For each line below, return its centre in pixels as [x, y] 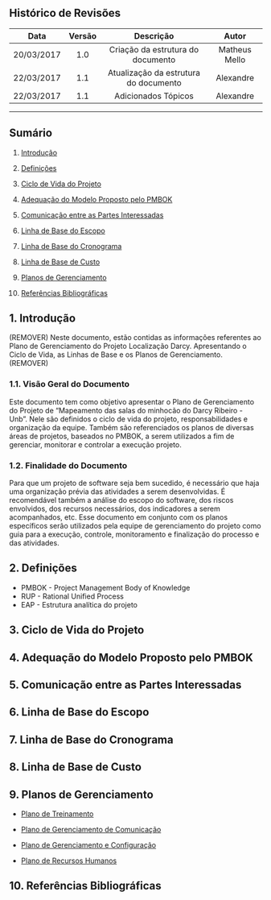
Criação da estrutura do [154, 49]
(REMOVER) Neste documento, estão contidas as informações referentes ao [135, 338]
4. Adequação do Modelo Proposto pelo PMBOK [131, 657]
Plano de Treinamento [57, 814]
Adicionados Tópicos [154, 96]
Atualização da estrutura [154, 73]
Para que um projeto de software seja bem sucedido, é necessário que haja [134, 483]
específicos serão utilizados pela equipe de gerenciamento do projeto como [135, 526]
